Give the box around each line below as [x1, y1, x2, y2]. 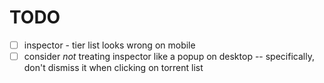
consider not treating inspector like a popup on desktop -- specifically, [23, 51, 315, 62]
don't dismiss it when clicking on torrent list [23, 62, 204, 74]
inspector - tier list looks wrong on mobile [23, 39, 196, 51]
